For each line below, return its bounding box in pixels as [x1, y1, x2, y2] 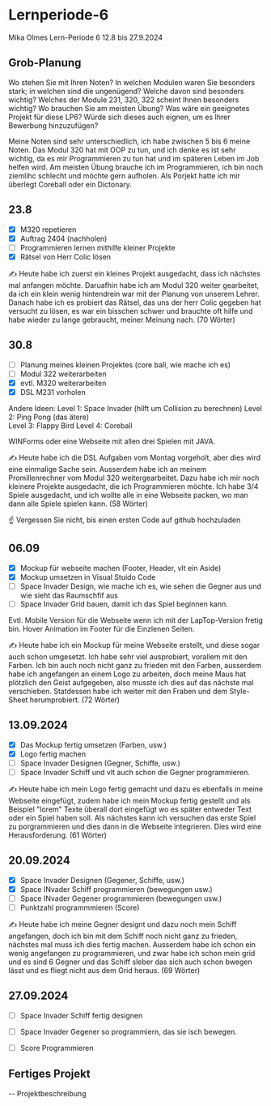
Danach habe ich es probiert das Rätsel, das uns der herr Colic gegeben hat [8, 298, 261, 307]
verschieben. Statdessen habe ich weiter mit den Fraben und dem [8, 686, 228, 696]
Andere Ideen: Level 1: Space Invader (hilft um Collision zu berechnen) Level [8, 403, 263, 413]
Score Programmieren [19, 1044, 94, 1052]
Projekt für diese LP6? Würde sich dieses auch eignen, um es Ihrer [8, 112, 231, 122]
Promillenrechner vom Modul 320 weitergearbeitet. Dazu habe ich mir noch [8, 473, 260, 482]
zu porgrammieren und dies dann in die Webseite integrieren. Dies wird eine [8, 821, 262, 831]
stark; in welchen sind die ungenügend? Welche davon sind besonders [8, 86, 244, 96]
